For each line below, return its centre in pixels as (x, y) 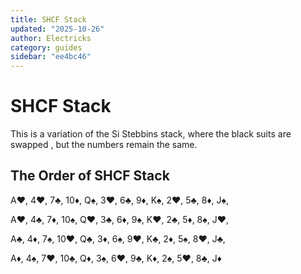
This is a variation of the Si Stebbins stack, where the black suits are (151, 134)
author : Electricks (51, 38)
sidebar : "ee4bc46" (51, 57)
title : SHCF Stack (48, 19)
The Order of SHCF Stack (90, 176)
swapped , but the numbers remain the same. (104, 145)
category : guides (46, 47)
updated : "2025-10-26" (57, 29)
